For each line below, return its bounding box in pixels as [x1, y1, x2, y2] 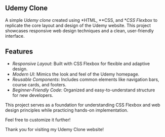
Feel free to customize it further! [5, 117, 71, 123]
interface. [5, 33, 25, 39]
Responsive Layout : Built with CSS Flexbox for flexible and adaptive [12, 61, 150, 67]
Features [5, 47, 33, 56]
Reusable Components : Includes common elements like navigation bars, [12, 76, 160, 82]
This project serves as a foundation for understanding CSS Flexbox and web [5, 102, 161, 108]
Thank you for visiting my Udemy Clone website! [5, 126, 104, 132]
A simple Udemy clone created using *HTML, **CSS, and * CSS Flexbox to [5, 17, 158, 23]
